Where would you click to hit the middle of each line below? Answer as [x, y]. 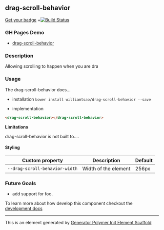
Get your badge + [23, 20]
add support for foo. [32, 194]
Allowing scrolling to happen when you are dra [52, 66]
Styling [13, 147]
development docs [24, 209]
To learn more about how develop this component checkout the [69, 203]
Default [144, 160]
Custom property [42, 160]
